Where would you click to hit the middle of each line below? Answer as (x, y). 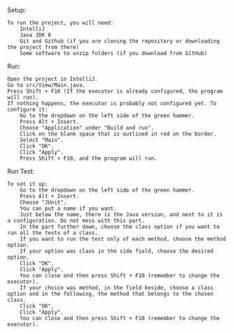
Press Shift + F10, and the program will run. (89, 158)
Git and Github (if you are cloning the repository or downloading (120, 41)
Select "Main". (42, 140)
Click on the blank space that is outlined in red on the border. (118, 134)
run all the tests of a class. (53, 233)
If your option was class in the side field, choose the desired (117, 251)
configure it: (28, 109)
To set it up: (28, 184)
